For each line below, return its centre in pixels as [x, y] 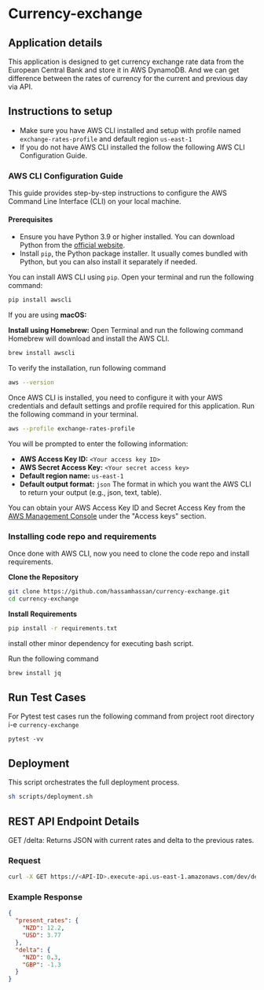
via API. [20, 87]
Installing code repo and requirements [82, 536]
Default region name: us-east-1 [71, 475]
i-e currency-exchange [44, 725]
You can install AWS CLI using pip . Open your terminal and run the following [131, 277]
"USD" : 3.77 [42, 936]
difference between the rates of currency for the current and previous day [128, 78]
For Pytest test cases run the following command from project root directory [131, 716]
